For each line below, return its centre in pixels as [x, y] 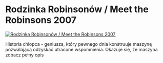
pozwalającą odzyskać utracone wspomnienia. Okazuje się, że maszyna [81, 49]
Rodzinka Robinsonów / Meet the [77, 9]
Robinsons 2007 [41, 20]
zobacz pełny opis [25, 55]
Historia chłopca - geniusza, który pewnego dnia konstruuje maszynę [79, 44]
